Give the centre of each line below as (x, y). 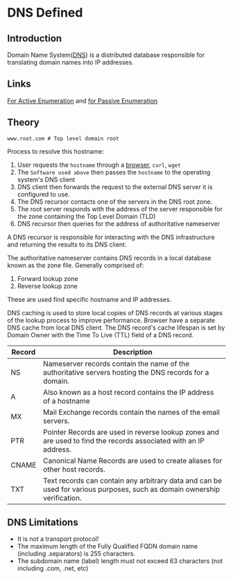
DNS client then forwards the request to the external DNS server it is (115, 187)
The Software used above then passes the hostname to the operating (114, 172)
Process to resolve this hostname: (55, 151)
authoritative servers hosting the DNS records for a (126, 372)
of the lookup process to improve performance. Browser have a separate (111, 320)
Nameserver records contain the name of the (116, 364)
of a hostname (66, 401)
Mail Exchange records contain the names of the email (131, 412)
